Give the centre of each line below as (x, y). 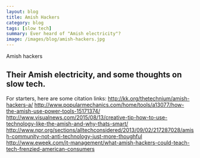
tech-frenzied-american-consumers (51, 148)
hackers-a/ (20, 105)
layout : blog (22, 12)
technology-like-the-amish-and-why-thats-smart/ (67, 124)
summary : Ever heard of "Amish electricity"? (63, 34)
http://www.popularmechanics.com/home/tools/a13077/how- (109, 105)
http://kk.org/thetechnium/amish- (149, 98)
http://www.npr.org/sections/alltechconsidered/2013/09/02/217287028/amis (100, 130)
